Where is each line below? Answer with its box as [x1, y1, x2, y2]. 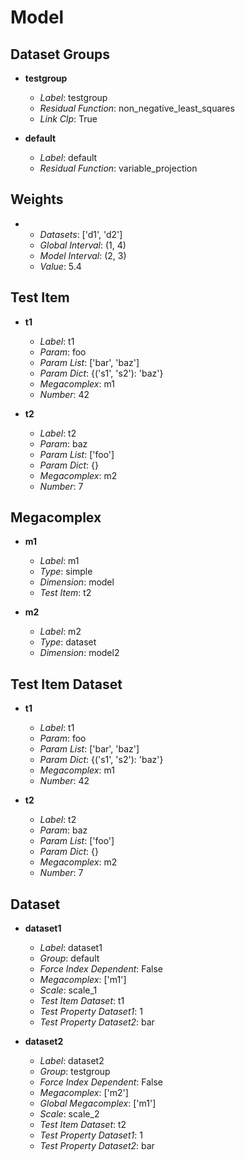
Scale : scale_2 [39, 1108, 100, 1120]
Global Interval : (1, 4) [39, 239, 127, 251]
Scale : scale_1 [39, 984, 98, 996]
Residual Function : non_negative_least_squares [39, 102, 235, 114]
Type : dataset [39, 636, 97, 648]
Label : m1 [39, 555, 80, 567]
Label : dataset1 [39, 942, 103, 954]
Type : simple [39, 566, 93, 578]
